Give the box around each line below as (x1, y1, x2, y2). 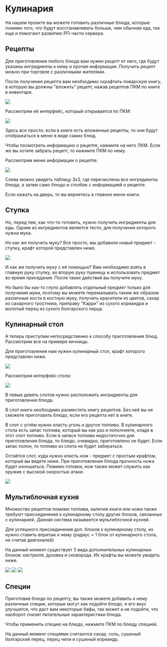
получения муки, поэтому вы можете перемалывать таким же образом (5, 289, 159, 295)
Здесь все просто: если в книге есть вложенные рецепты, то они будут (5, 127, 158, 133)
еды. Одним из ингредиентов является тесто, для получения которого (5, 224, 156, 230)
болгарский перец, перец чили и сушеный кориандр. (5, 636, 119, 642)
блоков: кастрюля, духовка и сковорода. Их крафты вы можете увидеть (5, 552, 160, 558)
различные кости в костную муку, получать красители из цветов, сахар (5, 295, 159, 301)
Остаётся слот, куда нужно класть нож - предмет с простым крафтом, (5, 453, 156, 459)
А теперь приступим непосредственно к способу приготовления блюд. (5, 334, 158, 340)
